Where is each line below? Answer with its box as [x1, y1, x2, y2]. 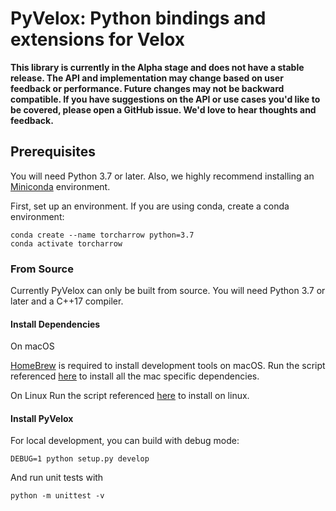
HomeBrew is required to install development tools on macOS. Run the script [10, 360, 326, 372]
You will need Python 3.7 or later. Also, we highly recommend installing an [10, 170, 315, 182]
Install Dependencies [10, 318, 101, 330]
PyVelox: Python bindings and [10, 7, 267, 30]
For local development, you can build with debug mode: [10, 435, 240, 447]
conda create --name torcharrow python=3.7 [10, 230, 195, 240]
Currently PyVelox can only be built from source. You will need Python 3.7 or [10, 285, 326, 297]
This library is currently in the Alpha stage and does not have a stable [10, 61, 305, 73]
